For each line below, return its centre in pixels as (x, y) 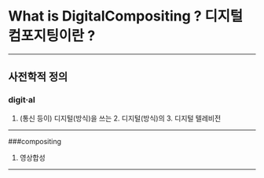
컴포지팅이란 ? (52, 36)
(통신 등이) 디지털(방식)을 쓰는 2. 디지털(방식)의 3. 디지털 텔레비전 (120, 118)
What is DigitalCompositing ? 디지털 (126, 16)
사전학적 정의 (38, 77)
